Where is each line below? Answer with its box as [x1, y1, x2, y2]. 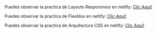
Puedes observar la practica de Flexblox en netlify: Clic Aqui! [4, 13, 127, 19]
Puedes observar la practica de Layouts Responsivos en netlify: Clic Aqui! [4, 4, 153, 10]
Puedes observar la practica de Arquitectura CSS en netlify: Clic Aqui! [4, 22, 144, 28]
